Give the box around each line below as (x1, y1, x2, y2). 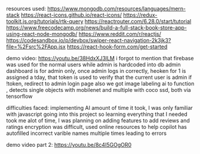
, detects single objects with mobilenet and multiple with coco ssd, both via (6, 87, 191, 93)
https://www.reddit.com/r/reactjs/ (78, 30, 161, 38)
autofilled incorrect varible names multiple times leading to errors (6, 130, 167, 137)
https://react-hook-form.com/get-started (66, 43, 168, 50)
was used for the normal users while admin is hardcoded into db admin (6, 61, 181, 68)
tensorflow (6, 93, 33, 100)
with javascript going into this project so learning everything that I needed (6, 110, 188, 118)
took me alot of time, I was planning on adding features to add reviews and (6, 117, 190, 124)
